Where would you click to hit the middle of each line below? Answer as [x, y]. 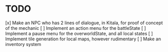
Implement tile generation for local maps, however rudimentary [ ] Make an [83, 39]
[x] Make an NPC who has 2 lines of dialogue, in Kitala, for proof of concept [84, 23]
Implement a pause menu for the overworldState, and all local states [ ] [79, 33]
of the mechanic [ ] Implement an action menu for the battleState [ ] [76, 28]
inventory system [23, 44]
